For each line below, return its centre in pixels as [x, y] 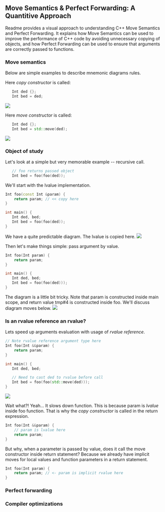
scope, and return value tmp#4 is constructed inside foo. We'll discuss [78, 302]
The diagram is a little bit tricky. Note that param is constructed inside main [82, 297]
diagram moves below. [28, 308]
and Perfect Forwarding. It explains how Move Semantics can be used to [80, 33]
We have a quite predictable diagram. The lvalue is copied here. [70, 237]
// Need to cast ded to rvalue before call [57, 378]
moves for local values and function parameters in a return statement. [77, 459]
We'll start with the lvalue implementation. [48, 185]
